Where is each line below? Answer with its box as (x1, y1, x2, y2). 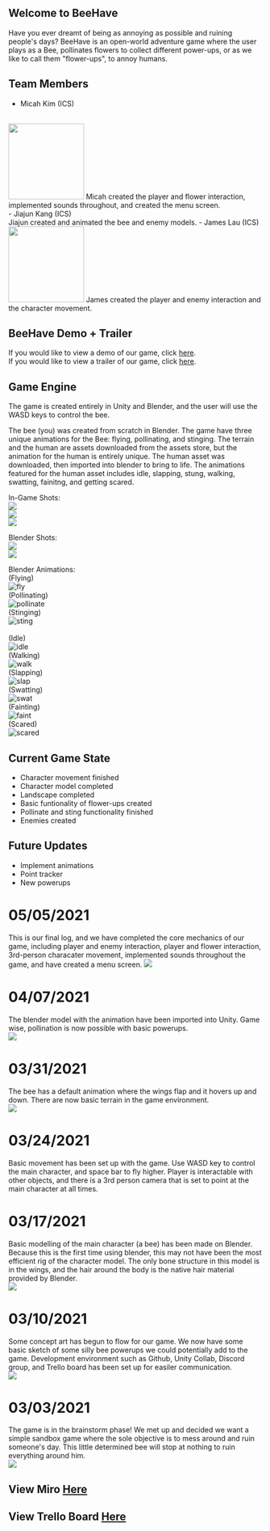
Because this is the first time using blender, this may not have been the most (8, 1247, 262, 1257)
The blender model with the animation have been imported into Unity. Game (8, 1014, 260, 1024)
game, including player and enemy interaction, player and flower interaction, (8, 941, 262, 951)
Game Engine (8, 380, 77, 394)
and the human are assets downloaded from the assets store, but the (8, 443, 238, 453)
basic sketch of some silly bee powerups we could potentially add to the (8, 1345, 248, 1355)
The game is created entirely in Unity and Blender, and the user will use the (8, 402, 258, 411)
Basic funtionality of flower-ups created (19, 799, 152, 808)
